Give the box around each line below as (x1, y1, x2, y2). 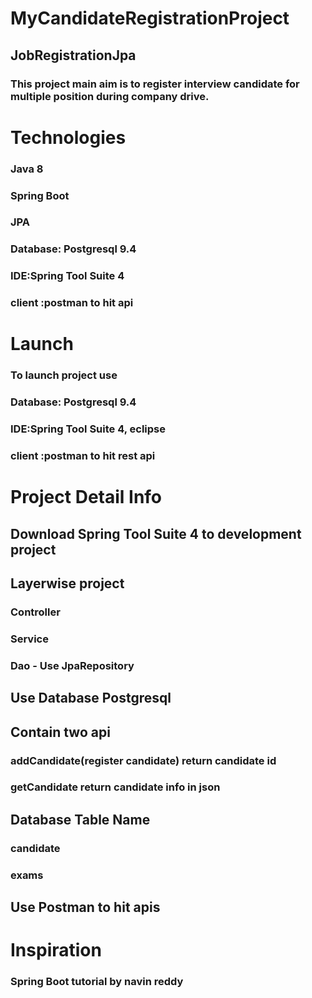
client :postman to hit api (10, 296, 134, 310)
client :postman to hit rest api (10, 449, 156, 463)
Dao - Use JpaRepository (10, 658, 135, 672)
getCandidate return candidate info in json (10, 780, 221, 794)
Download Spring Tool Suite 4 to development (10, 525, 302, 542)
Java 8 (10, 162, 44, 176)
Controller (10, 605, 61, 619)
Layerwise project (10, 575, 125, 592)
